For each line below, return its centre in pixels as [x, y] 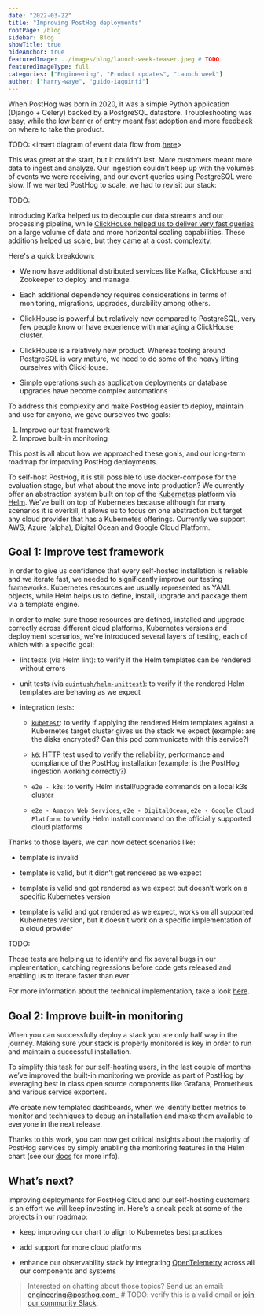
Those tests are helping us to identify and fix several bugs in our [112, 959]
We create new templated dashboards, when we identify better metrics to [127, 1108]
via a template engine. [44, 605]
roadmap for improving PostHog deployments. [83, 461]
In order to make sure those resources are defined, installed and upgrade [126, 620]
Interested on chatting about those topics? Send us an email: [125, 1286]
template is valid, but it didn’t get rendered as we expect [110, 873]
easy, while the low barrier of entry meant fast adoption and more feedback [130, 121]
